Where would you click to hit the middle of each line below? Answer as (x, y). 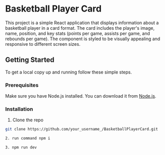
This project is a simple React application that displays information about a (82, 23)
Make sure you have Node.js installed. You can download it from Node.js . (81, 96)
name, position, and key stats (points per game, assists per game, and (78, 33)
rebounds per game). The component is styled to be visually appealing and (83, 39)
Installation (19, 109)
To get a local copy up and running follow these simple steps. (68, 72)
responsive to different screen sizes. (43, 44)
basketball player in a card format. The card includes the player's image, (80, 28)
